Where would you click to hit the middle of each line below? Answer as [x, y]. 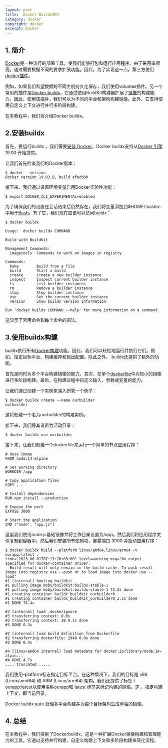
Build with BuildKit [27, 240]
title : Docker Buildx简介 [32, 15]
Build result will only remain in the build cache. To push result [81, 568]
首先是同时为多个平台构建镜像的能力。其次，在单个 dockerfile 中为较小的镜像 [83, 373]
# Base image [19, 454]
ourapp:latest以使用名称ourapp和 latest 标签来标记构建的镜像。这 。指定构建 [84, 687]
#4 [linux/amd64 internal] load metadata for [53, 651]
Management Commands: [28, 248]
